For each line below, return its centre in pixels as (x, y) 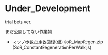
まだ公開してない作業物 (29, 31)
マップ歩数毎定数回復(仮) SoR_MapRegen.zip (57, 42)
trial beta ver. (18, 22)
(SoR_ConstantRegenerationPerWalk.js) (52, 47)
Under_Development (48, 8)
